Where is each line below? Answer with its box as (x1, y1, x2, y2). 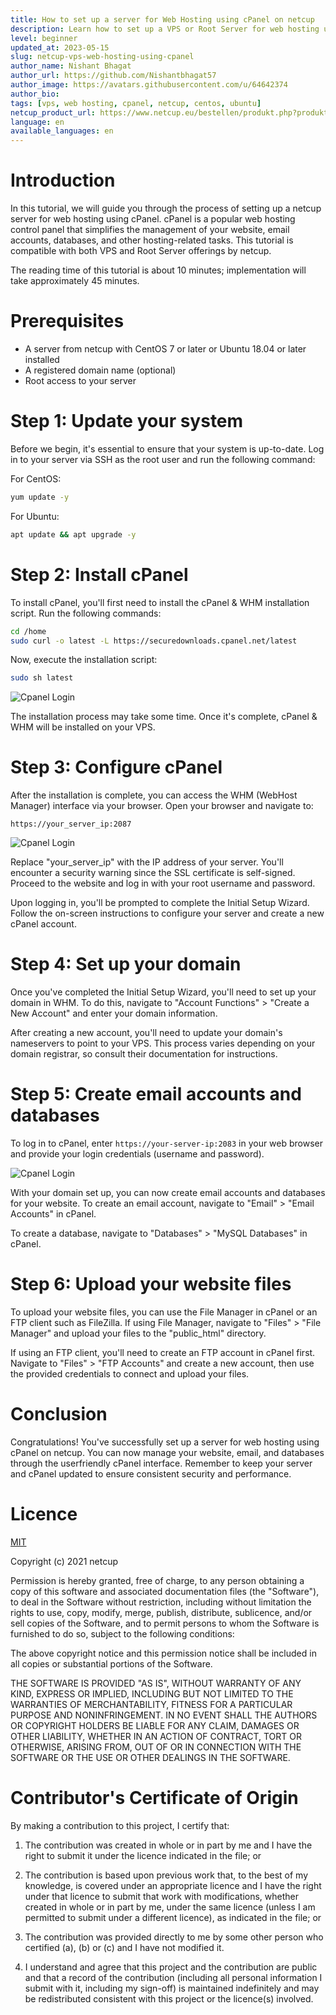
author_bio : (10, 89, 60, 99)
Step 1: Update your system (10, 410, 244, 433)
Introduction (10, 169, 116, 192)
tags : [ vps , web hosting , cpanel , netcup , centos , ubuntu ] (10, 98, 262, 108)
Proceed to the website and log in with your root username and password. (10, 877, 316, 890)
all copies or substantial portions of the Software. (10, 1657, 213, 1670)
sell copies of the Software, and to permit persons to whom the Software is (10, 1617, 320, 1629)
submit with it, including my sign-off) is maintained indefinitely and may (24, 1982, 320, 1994)
